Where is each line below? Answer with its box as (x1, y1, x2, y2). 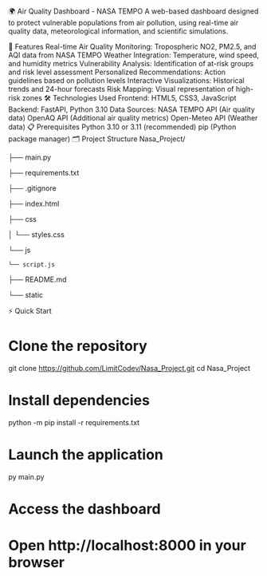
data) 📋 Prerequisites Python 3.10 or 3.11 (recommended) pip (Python (8, 122, 237, 132)
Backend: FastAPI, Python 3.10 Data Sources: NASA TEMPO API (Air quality (8, 105, 255, 114)
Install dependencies (8, 392, 150, 409)
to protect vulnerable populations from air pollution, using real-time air (8, 18, 239, 27)
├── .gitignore (8, 183, 57, 193)
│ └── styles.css (8, 230, 65, 239)
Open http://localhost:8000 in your (8, 537, 247, 554)
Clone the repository (8, 337, 147, 355)
